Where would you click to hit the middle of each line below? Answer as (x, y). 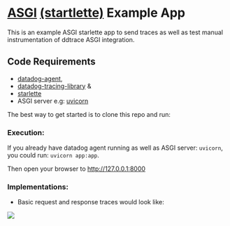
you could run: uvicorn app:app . (53, 155)
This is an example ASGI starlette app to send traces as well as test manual (115, 32)
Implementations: (38, 187)
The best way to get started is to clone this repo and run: (89, 114)
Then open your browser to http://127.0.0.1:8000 (76, 169)
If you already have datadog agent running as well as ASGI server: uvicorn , (115, 148)
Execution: (26, 132)
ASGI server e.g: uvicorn (53, 101)
